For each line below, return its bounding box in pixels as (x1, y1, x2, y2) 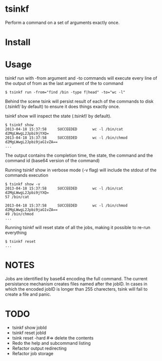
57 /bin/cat (5, 194, 29, 200)
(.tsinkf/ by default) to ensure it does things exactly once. (5, 104, 121, 109)
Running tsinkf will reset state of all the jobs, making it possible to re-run (5, 225, 150, 231)
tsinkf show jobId (12, 324, 47, 330)
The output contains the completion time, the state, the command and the (5, 152, 153, 158)
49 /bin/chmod (5, 212, 34, 217)
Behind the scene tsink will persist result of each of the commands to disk (5, 99, 154, 105)
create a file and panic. (5, 292, 51, 297)
